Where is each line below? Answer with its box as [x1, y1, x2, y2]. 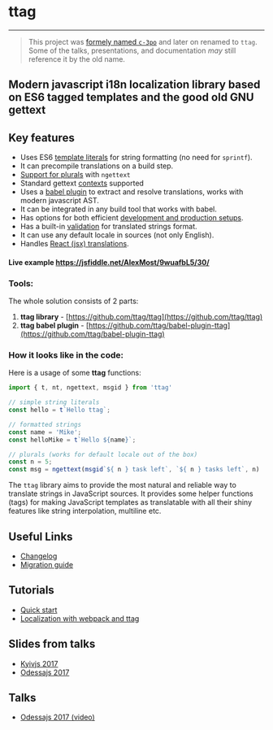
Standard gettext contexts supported [19, 178, 145, 189]
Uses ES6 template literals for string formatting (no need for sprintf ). [19, 153, 253, 163]
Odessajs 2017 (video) [19, 712, 95, 722]
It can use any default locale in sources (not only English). [19, 230, 214, 240]
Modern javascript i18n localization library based [8, 78, 261, 92]
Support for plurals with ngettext [19, 170, 132, 180]
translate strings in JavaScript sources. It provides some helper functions [8, 489, 253, 498]
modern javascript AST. [19, 196, 100, 206]
